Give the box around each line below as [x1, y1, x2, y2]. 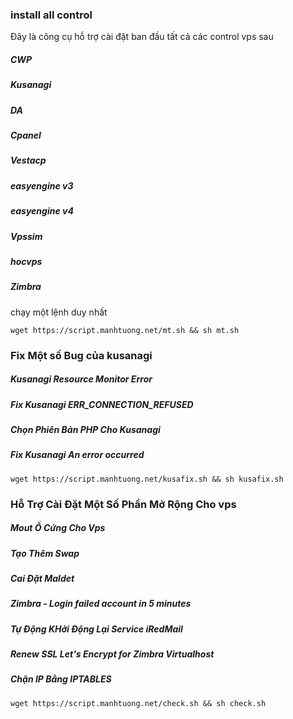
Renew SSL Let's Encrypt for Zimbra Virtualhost [10, 648, 215, 660]
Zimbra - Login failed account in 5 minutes [10, 598, 192, 610]
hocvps [10, 255, 43, 267]
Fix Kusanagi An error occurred [10, 449, 145, 461]
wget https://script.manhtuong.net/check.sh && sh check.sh [10, 698, 267, 708]
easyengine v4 [10, 205, 74, 217]
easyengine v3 [10, 179, 74, 192]
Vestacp [10, 154, 47, 167]
